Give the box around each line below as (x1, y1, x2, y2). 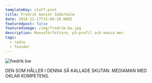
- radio (9, 40, 26, 45)
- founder (9, 44, 30, 49)
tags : (5, 35, 16, 40)
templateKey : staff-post (5, 7, 57, 12)
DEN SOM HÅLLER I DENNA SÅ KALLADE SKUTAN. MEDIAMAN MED (5, 68, 147, 74)
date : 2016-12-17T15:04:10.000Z (5, 16, 72, 21)
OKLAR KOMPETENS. (5, 73, 50, 79)
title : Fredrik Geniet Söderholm (5, 12, 75, 17)
